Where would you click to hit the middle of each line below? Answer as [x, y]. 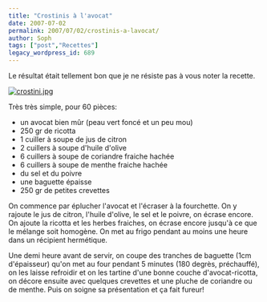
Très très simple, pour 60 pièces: [63, 107]
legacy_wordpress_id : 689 [51, 53]
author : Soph [30, 38]
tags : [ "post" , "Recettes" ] [53, 46]
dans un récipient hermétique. [58, 240]
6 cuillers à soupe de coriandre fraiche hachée [97, 156]
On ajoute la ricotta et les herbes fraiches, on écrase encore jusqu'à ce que [133, 223]
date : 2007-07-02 [37, 23]
